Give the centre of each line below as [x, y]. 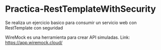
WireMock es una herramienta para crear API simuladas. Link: [67, 37]
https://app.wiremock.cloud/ [34, 42]
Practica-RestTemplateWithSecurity [80, 9]
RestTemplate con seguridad [34, 27]
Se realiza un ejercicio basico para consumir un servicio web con [71, 23]
